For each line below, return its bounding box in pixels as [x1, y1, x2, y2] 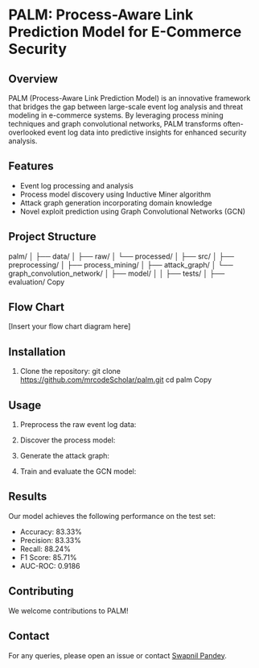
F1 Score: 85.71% [19, 552, 78, 562]
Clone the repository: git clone [19, 367, 121, 376]
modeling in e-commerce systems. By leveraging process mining [8, 110, 224, 120]
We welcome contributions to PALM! [8, 606, 129, 616]
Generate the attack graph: [19, 451, 110, 461]
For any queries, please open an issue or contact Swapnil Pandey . [8, 650, 227, 660]
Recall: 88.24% [19, 544, 71, 554]
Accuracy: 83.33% [19, 526, 83, 537]
